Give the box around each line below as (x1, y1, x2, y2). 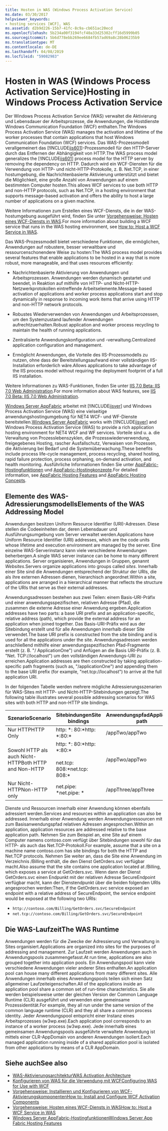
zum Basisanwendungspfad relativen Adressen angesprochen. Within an (5, 821, 153, 827)
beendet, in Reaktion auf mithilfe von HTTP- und (12, 280, 112, 286)
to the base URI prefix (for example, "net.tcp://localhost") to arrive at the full (5, 668, 162, 675)
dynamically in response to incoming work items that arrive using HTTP (12, 296, 160, 302)
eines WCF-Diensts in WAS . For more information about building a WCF (5, 218, 151, 224)
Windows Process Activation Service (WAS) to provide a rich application (5, 424, 154, 430)
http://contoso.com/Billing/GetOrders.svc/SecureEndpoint (12, 906, 136, 911)
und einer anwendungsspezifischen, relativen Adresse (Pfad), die (5, 599, 140, 605)
